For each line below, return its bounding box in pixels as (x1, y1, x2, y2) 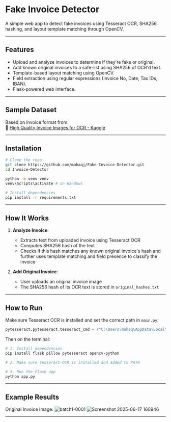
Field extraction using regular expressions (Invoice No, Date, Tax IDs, (12, 75, 158, 81)
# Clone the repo (5, 157, 42, 163)
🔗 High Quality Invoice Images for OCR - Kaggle (5, 124, 105, 130)
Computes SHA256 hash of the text (20, 243, 95, 249)
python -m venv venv (5, 176, 49, 181)
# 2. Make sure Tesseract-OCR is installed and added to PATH (5, 360, 140, 365)
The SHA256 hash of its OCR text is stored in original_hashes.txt (20, 284, 159, 290)
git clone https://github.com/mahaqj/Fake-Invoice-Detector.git (5, 162, 145, 168)
